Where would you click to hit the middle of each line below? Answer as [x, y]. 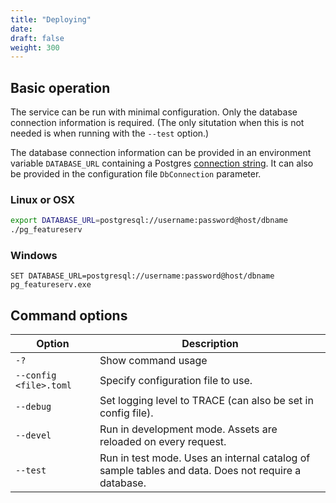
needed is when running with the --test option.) [110, 133]
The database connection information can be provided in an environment [161, 153]
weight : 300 [35, 47]
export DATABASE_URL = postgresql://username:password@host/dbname [149, 221]
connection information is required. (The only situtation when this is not [157, 123]
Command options [69, 315]
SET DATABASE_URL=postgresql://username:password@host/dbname [142, 276]
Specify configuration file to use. [176, 381]
